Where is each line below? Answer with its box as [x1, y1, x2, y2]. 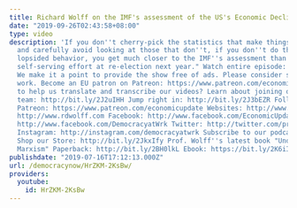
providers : [9, 169, 49, 178]
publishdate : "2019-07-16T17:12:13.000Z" [9, 152, 164, 162]
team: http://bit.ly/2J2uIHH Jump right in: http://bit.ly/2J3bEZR [17, 95, 271, 104]
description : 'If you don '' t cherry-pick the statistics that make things [9, 37, 291, 47]
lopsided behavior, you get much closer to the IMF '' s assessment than [17, 54, 287, 63]
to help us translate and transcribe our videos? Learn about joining [17, 87, 283, 96]
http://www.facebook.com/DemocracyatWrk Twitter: [17, 120, 203, 129]
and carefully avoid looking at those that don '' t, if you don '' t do [17, 46, 278, 55]
